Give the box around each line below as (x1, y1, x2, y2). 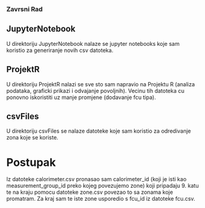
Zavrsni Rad (6, 5, 43, 13)
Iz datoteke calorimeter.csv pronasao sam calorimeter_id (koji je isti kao (6, 176, 187, 183)
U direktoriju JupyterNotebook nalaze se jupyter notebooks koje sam (6, 40, 180, 47)
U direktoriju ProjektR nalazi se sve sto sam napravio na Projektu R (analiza (6, 80, 195, 87)
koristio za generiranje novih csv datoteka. (6, 46, 114, 54)
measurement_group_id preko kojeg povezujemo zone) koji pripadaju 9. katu (6, 182, 199, 190)
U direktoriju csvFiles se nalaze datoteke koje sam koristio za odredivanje (6, 127, 192, 135)
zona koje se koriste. (6, 134, 59, 141)
